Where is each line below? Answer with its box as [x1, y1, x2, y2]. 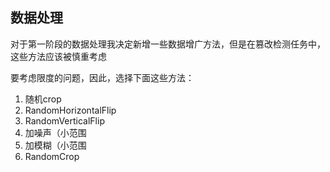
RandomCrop [24, 150, 80, 162]
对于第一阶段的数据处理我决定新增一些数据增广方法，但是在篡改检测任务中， [10, 38, 326, 50]
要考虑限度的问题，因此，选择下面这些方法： [10, 71, 195, 83]
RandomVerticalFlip [24, 114, 105, 127]
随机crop [24, 93, 62, 105]
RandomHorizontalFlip [24, 104, 117, 116]
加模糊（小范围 [24, 139, 87, 151]
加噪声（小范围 [24, 126, 87, 138]
